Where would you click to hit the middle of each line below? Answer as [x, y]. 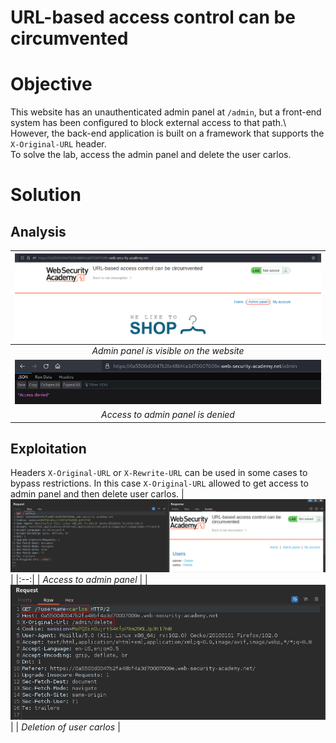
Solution [46, 195]
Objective [51, 84]
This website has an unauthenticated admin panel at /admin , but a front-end [166, 112]
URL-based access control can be [153, 17]
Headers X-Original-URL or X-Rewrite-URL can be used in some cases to [159, 473]
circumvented [69, 38]
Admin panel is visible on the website [168, 351]
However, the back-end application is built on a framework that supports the [167, 133]
